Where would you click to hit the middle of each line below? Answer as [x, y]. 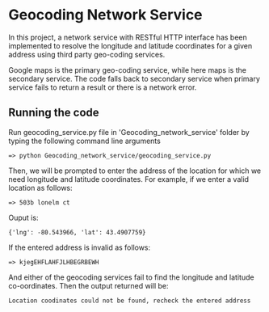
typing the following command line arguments [85, 141]
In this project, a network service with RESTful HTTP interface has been [128, 37]
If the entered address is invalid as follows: [80, 247]
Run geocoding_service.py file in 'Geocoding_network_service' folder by [129, 132]
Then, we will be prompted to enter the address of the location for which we [135, 171]
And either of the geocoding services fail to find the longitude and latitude [131, 277]
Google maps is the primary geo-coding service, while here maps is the [127, 70]
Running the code [54, 113]
